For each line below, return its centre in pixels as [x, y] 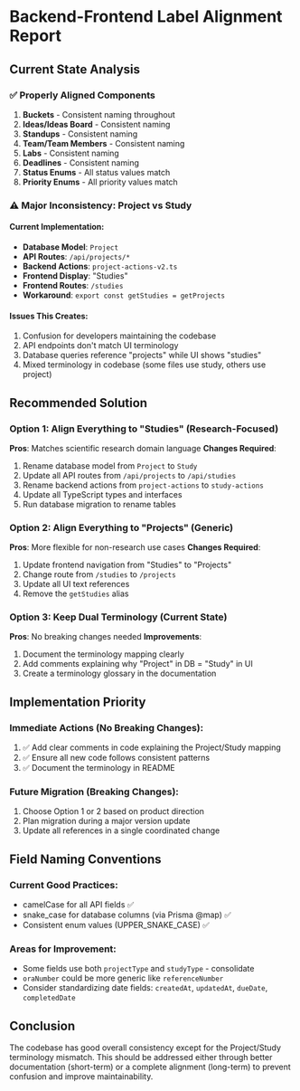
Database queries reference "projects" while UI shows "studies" [142, 356]
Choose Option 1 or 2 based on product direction [113, 811]
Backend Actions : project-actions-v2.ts [100, 266]
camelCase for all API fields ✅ [78, 905]
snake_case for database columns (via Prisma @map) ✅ [127, 915]
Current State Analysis [75, 69]
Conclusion [42, 1025]
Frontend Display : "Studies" [75, 276]
